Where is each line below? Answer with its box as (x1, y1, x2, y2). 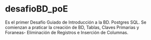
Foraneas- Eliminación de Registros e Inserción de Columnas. (5, 29, 129, 35)
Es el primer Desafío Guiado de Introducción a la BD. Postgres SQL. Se (5, 19, 147, 25)
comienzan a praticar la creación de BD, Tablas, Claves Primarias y (5, 24, 139, 30)
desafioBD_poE (5, 3, 68, 14)
